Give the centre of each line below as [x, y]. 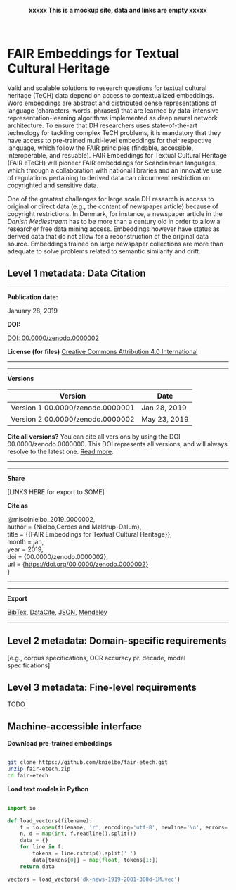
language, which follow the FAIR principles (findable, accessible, [100, 148]
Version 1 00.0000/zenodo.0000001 [73, 408]
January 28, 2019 [33, 311]
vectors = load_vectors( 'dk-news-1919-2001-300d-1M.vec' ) [94, 879]
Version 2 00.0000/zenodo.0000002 [73, 419]
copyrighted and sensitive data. [53, 185]
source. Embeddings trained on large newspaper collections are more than [115, 244]
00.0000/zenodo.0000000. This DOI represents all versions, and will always [118, 444]
